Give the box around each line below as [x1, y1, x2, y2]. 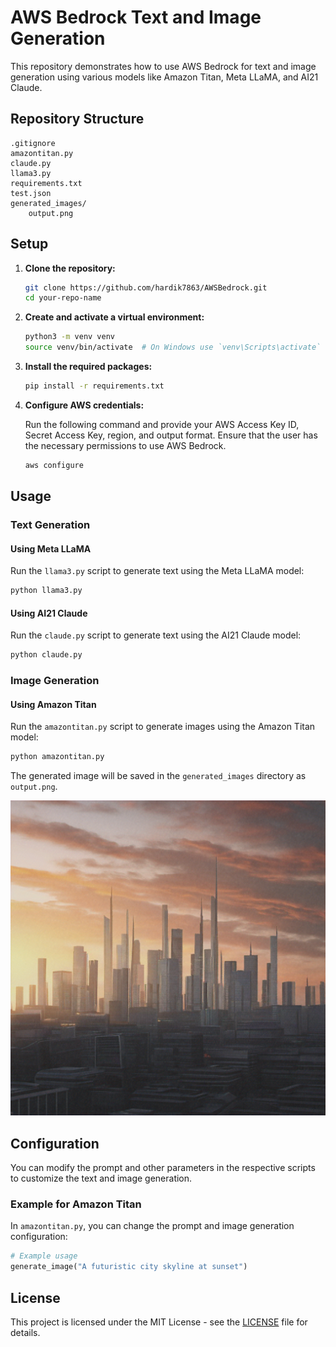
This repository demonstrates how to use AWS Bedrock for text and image [10, 60, 317, 72]
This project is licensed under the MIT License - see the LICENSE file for [10, 1316, 308, 1328]
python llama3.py [10, 586, 83, 596]
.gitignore [10, 138, 56, 148]
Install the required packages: [24, 361, 153, 373]
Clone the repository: [24, 262, 116, 274]
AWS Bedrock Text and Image [10, 6, 262, 29]
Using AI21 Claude [10, 607, 88, 619]
